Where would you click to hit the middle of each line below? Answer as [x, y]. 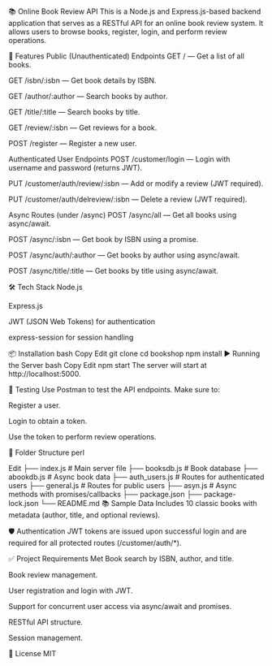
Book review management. [53, 575]
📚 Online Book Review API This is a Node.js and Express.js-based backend [135, 11]
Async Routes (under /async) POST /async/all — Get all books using [123, 215]
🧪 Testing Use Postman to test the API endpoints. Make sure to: [114, 389]
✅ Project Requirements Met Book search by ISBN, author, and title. [121, 558]
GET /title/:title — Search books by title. [74, 112]
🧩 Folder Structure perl [47, 452]
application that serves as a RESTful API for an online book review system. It [136, 23]
